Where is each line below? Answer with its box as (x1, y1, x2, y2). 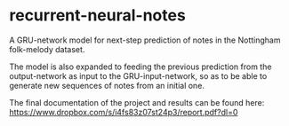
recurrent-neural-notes (9, 5, 187, 26)
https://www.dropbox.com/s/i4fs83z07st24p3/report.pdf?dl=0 (9, 106, 238, 117)
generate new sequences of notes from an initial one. (9, 80, 205, 91)
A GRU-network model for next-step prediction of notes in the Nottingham (9, 35, 281, 45)
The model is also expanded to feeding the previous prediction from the (9, 61, 272, 72)
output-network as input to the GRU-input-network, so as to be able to (9, 70, 268, 81)
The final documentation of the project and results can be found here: (9, 97, 265, 107)
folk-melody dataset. (9, 43, 85, 54)
